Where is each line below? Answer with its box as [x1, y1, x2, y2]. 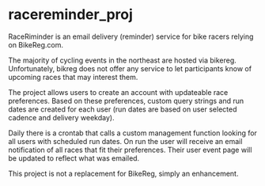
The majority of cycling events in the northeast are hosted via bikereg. [8, 55, 237, 65]
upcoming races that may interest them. [8, 72, 138, 82]
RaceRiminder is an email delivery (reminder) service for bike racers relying [8, 32, 254, 41]
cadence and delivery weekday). [8, 112, 115, 122]
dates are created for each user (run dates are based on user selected [8, 104, 237, 114]
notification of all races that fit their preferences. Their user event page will [8, 145, 252, 154]
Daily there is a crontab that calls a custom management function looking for [8, 128, 257, 138]
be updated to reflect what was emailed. [8, 153, 140, 163]
